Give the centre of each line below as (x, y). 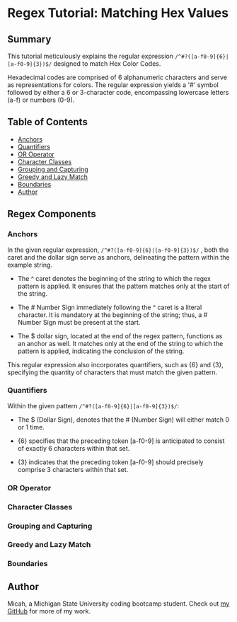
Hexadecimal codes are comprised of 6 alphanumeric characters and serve (117, 77)
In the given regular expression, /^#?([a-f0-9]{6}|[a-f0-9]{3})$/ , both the (118, 250)
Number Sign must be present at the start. (79, 322)
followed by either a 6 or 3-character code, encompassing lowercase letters (118, 92)
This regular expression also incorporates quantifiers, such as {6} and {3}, (116, 364)
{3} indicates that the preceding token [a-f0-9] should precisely (110, 462)
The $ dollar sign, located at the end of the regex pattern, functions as (120, 336)
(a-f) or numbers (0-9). (41, 100)
